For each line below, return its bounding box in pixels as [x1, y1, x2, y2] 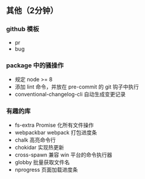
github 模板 [6, 25, 40, 33]
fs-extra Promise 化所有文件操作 [14, 121, 94, 129]
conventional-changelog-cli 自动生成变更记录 [14, 90, 126, 98]
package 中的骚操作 [6, 61, 64, 70]
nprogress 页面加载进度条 [14, 166, 78, 174]
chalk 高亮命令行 [14, 136, 56, 144]
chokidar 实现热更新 [14, 144, 64, 151]
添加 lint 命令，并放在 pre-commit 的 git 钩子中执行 [14, 83, 139, 90]
